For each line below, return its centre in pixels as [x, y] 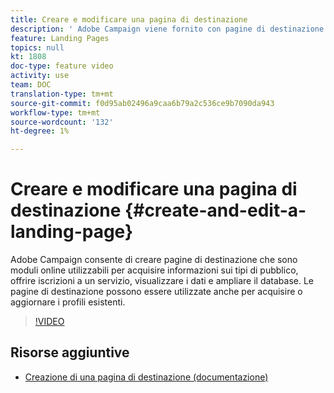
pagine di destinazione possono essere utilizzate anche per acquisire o [156, 292]
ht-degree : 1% [40, 131]
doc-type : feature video [62, 66]
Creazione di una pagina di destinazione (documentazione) [146, 377]
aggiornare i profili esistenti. [68, 302]
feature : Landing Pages [60, 38]
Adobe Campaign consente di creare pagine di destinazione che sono [154, 260]
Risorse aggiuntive [70, 352]
